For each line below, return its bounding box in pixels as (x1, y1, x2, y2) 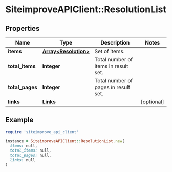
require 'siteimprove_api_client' (5, 129, 79, 134)
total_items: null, (10, 148, 52, 153)
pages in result (94, 83, 131, 91)
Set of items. (94, 48, 125, 55)
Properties (5, 24, 40, 33)
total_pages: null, (10, 153, 52, 158)
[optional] (140, 98, 164, 105)
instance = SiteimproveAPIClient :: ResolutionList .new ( (5, 138, 125, 144)
